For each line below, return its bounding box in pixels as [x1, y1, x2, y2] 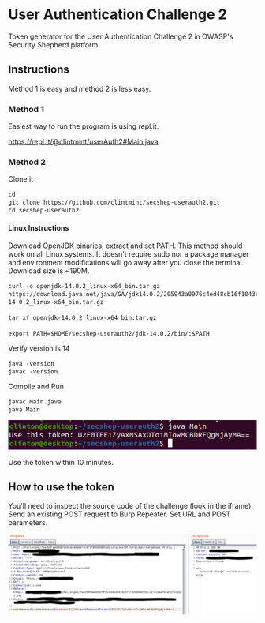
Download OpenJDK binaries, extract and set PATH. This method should [8, 241, 243, 250]
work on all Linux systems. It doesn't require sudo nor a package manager [8, 249, 250, 258]
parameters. [8, 518, 48, 527]
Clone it [8, 175, 34, 184]
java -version [8, 359, 55, 368]
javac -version [8, 367, 58, 376]
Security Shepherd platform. [8, 39, 100, 49]
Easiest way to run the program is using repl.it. [8, 122, 159, 131]
